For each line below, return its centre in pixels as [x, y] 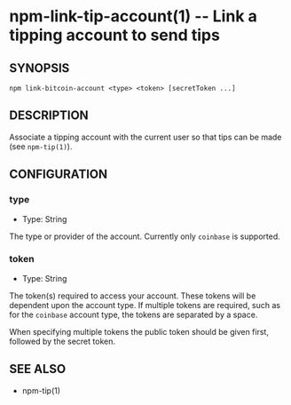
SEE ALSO [38, 369]
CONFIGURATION [59, 175]
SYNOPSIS [39, 68]
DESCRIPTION [49, 116]
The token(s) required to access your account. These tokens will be [133, 296]
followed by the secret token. [62, 341]
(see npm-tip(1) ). [41, 146]
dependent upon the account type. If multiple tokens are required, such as [145, 305]
